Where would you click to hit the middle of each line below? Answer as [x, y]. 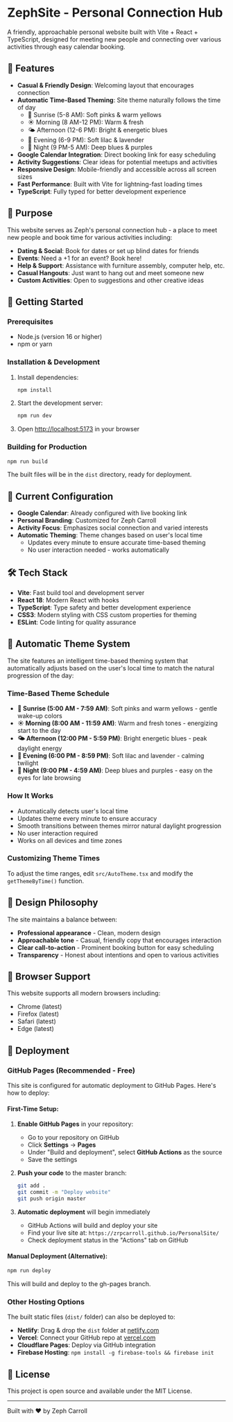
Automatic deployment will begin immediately [84, 1212]
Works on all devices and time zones [70, 840]
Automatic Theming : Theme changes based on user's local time [110, 535]
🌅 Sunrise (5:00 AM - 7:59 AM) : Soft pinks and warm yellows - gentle [117, 709]
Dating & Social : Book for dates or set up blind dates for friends [108, 250]
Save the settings [52, 1160]
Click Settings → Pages [62, 1145]
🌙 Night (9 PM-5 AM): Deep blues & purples [90, 147]
